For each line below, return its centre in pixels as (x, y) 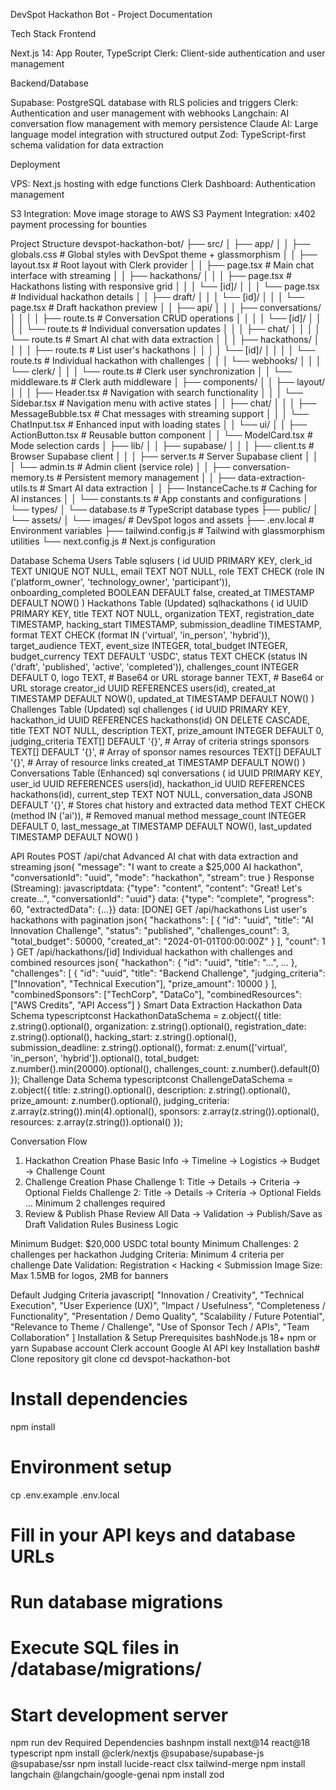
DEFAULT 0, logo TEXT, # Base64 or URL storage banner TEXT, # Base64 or (167, 677)
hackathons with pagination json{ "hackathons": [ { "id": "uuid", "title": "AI (162, 920)
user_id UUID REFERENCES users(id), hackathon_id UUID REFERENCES (158, 783)
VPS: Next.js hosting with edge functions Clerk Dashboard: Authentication (163, 183)
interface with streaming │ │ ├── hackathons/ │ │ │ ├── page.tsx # (151, 275)
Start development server (119, 1715)
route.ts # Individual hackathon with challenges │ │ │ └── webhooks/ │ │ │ (166, 360)
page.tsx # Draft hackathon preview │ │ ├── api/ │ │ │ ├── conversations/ (166, 307)
